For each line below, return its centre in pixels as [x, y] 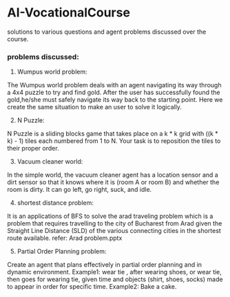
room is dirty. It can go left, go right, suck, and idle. [80, 190]
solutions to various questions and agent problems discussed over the [107, 32]
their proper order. [33, 148]
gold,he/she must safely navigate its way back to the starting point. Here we [115, 100]
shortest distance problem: [55, 203]
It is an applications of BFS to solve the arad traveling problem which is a [110, 216]
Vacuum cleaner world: [50, 162]
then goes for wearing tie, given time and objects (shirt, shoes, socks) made [115, 279]
